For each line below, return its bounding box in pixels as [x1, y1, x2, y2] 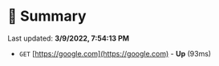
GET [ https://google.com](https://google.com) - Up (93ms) [18, 49, 212, 58]
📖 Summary [7, 7, 87, 25]
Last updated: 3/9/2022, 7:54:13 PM [7, 33, 130, 43]
